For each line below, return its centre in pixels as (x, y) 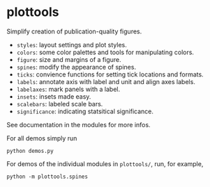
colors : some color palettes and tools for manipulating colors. (105, 52)
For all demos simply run (42, 138)
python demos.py (30, 151)
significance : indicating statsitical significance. (85, 111)
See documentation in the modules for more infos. (78, 124)
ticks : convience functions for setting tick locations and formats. (110, 74)
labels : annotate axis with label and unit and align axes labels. (106, 81)
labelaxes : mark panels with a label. (68, 89)
